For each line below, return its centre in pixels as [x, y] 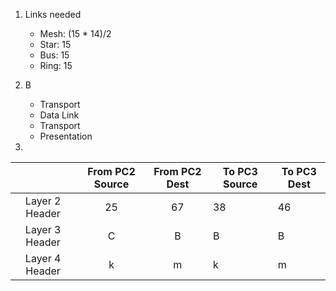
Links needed [53, 14]
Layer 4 [43, 258]
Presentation [66, 136]
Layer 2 [43, 201]
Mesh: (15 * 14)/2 [75, 33]
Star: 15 [55, 44]
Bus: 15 [54, 55]
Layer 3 [43, 229]
